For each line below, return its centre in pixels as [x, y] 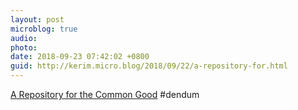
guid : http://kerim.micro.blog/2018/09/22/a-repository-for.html [149, 66]
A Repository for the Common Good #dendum [105, 94]
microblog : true [44, 29]
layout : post [37, 19]
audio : [24, 38]
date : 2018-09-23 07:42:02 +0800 [80, 57]
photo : [24, 47]
